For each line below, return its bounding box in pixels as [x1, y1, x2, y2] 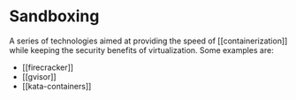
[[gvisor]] [21, 71, 57, 81]
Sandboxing [9, 6, 100, 27]
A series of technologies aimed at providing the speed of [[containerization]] [9, 35, 288, 46]
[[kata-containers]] [21, 81, 92, 91]
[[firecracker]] [21, 62, 73, 73]
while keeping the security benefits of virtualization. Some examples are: [9, 44, 274, 55]
